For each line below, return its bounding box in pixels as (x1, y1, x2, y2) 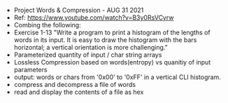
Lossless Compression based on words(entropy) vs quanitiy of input (13, 58, 211, 66)
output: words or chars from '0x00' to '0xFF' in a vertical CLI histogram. (13, 73, 222, 81)
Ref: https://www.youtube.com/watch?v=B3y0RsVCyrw (13, 13, 174, 22)
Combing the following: (13, 21, 82, 29)
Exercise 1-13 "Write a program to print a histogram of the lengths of (13, 28, 211, 36)
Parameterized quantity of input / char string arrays (13, 50, 162, 59)
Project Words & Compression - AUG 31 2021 (13, 6, 144, 14)
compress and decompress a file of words (13, 81, 136, 88)
